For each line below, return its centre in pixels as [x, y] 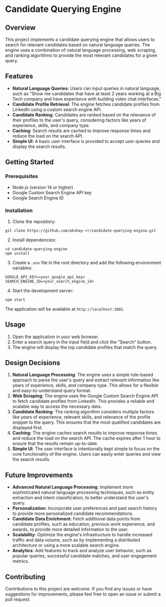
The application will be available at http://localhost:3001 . [65, 309]
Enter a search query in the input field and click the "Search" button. [82, 342]
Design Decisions [33, 363]
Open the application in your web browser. [55, 337]
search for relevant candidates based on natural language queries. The [78, 45]
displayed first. [28, 428]
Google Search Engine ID [38, 198]
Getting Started [29, 162]
